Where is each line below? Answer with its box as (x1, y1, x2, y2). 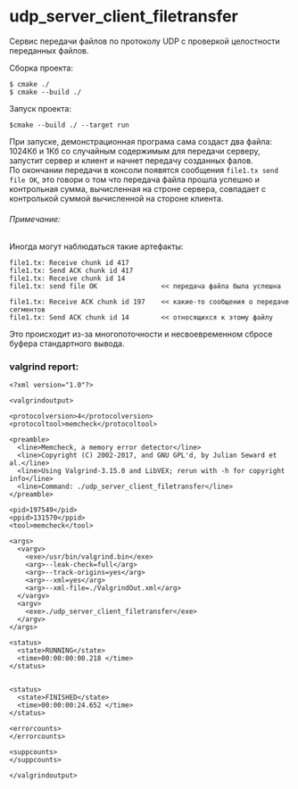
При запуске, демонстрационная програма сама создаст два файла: (9, 136, 272, 146)
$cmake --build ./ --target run (9, 120, 129, 129)
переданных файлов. (9, 45, 89, 55)
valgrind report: (9, 361, 79, 373)
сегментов (9, 305, 46, 314)
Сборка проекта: (9, 62, 74, 73)
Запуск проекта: (9, 103, 72, 113)
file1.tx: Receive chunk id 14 (9, 274, 126, 283)
